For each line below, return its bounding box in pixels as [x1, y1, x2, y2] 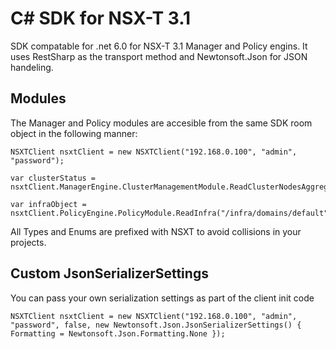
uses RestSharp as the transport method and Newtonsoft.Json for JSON [10, 50, 308, 62]
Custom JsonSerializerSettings [10, 265, 209, 282]
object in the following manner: [10, 127, 138, 139]
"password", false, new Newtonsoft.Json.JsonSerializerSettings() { [10, 320, 302, 330]
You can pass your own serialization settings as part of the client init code [10, 292, 315, 304]
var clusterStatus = [10, 173, 97, 183]
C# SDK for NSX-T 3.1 [10, 7, 192, 30]
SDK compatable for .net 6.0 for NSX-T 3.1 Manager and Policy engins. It [10, 40, 308, 52]
